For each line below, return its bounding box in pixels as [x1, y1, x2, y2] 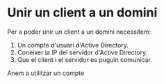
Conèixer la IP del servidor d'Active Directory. [17, 48, 148, 56]
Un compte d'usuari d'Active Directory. [17, 41, 129, 49]
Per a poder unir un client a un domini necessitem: [7, 28, 151, 36]
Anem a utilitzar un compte [7, 69, 85, 77]
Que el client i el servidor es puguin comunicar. [17, 55, 153, 63]
